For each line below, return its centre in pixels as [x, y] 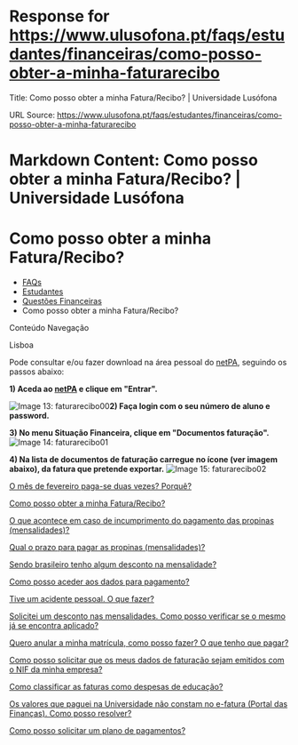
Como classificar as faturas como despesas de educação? [116, 687]
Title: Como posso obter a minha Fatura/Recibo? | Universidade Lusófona [143, 97]
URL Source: [32, 115]
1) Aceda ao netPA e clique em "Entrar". [83, 389]
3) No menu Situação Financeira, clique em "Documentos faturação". [139, 433]
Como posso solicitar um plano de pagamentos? [98, 731]
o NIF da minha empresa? [56, 669]
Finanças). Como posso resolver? [71, 714]
